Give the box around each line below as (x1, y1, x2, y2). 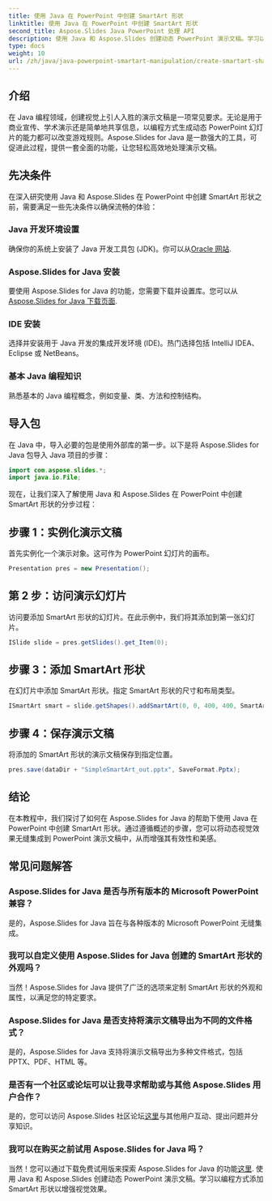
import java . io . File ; (8, 473, 82, 482)
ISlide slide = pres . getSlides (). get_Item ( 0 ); (8, 638, 168, 647)
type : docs (8, 42, 45, 50)
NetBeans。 (43, 348, 83, 358)
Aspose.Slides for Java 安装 (8, 266, 120, 277)
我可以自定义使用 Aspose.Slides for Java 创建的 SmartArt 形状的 (8, 950, 263, 961)
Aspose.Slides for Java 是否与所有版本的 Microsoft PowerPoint (8, 886, 259, 897)
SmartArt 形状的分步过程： (8, 499, 97, 509)
